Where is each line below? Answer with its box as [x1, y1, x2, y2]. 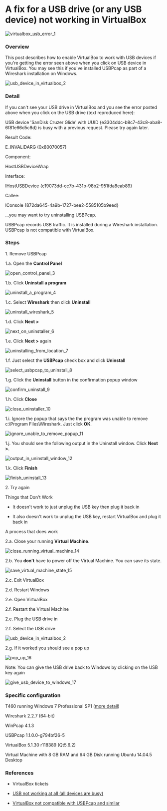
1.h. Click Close [5, 396, 37, 402]
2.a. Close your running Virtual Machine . [5, 538, 90, 544]
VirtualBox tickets [12, 781, 49, 787]
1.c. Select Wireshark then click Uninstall [5, 299, 91, 305]
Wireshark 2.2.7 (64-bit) [5, 713, 55, 719]
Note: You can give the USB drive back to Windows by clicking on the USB [5, 664, 158, 670]
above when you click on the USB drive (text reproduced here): [5, 109, 135, 116]
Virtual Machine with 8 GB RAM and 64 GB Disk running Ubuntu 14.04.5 [5, 752, 152, 758]
